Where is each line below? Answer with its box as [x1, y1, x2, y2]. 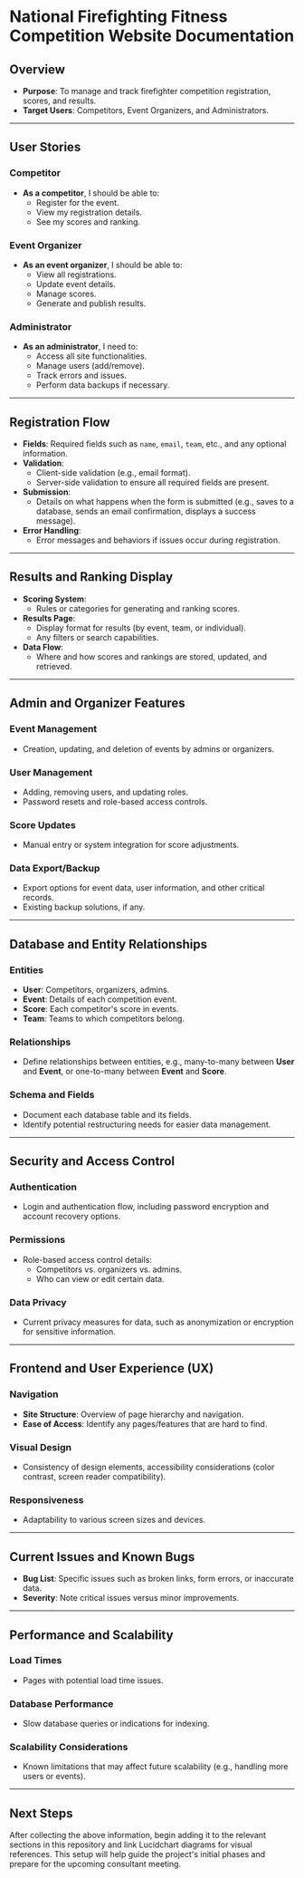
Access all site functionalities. [35, 351, 147, 361]
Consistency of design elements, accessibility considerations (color [22, 1461, 275, 1473]
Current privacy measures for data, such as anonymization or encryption [22, 1316, 294, 1328]
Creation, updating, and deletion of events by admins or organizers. [22, 743, 274, 754]
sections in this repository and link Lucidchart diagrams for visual [9, 1839, 253, 1850]
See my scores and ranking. [35, 216, 141, 227]
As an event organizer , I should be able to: [22, 259, 183, 270]
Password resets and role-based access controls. [22, 795, 208, 807]
